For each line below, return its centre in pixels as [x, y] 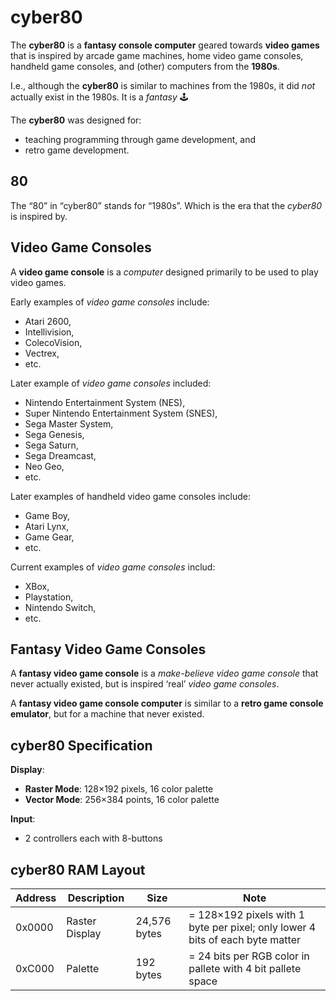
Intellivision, [49, 332]
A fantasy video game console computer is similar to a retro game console [167, 703]
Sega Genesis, [54, 434]
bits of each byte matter [244, 939]
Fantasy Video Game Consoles [108, 649]
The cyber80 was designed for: [76, 120]
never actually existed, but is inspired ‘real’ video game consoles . [145, 684]
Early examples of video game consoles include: [110, 302]
